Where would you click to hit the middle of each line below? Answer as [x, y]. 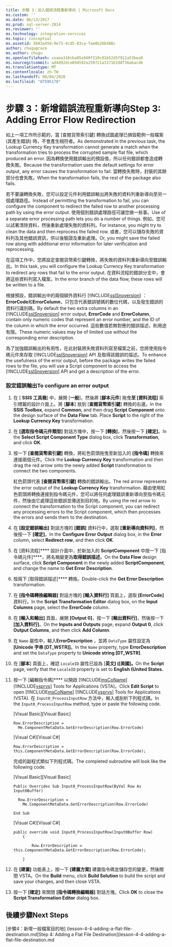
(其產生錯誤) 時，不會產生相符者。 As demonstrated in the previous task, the [85, 141]
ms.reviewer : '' [23, 29]
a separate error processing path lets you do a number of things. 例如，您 [83, 219]
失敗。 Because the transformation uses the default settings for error [82, 165]
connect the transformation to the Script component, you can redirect [86, 506]
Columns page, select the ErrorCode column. [62, 607]
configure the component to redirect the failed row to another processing [83, 206]
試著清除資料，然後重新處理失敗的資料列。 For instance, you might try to [86, 225]
